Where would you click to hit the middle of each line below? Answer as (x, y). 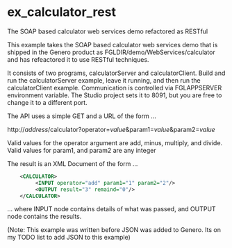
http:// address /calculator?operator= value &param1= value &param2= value (111, 129)
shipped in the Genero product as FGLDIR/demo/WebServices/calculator (111, 52)
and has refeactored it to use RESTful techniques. (78, 59)
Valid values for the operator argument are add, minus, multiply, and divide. (115, 142)
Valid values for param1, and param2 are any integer (82, 150)
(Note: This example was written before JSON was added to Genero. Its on (114, 230)
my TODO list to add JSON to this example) (69, 238)
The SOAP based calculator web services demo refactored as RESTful (108, 31)
